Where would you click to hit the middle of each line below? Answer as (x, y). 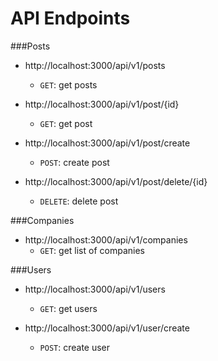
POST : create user (75, 347)
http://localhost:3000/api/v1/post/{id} (102, 104)
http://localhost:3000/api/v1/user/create (107, 328)
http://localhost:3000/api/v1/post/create (107, 143)
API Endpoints (70, 18)
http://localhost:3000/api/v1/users (95, 289)
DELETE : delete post (79, 201)
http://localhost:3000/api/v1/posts (95, 65)
